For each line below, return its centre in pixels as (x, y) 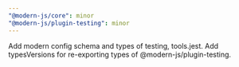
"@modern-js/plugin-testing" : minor (69, 23)
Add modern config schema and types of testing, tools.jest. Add (114, 45)
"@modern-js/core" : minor (51, 16)
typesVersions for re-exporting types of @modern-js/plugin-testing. (120, 54)
